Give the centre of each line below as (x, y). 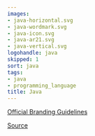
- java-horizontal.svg (40, 20)
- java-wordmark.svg (37, 27)
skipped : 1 (23, 60)
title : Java (24, 92)
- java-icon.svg (31, 33)
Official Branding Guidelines (47, 112)
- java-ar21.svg (31, 40)
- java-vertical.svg (37, 46)
